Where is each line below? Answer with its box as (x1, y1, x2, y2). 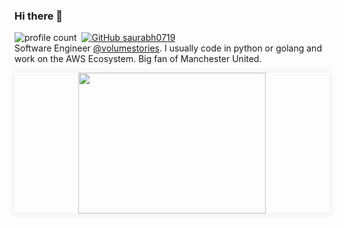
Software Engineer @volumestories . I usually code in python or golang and (14, 42, 322, 54)
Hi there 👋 (14, 9, 64, 23)
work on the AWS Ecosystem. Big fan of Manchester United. (14, 53, 262, 65)
